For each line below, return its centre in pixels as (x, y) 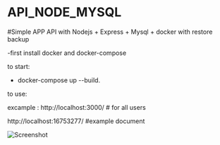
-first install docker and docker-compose (67, 53)
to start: (19, 66)
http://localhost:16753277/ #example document (76, 121)
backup (18, 39)
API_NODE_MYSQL (65, 12)
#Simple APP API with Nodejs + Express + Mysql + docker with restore (110, 32)
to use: (17, 94)
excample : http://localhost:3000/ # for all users (77, 107)
